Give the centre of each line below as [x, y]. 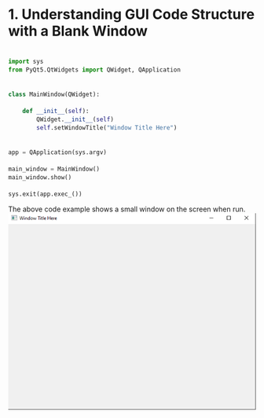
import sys [26, 61]
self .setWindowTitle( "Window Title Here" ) [107, 127]
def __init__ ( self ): [56, 112]
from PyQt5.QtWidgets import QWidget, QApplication [94, 70]
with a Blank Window [78, 31]
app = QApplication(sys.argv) [58, 152]
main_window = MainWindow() [54, 169]
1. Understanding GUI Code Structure [132, 15]
